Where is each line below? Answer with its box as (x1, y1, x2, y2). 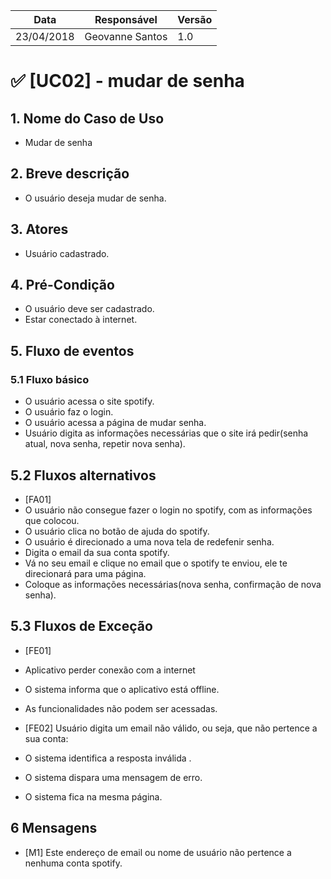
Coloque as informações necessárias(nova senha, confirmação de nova (24, 578, 322, 590)
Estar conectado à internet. (24, 314, 138, 326)
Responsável (94, 13, 158, 26)
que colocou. (24, 514, 80, 526)
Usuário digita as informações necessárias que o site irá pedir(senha (24, 427, 309, 439)
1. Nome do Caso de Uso (10, 110, 165, 127)
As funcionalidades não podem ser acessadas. (24, 702, 218, 714)
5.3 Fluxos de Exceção (10, 618, 153, 635)
